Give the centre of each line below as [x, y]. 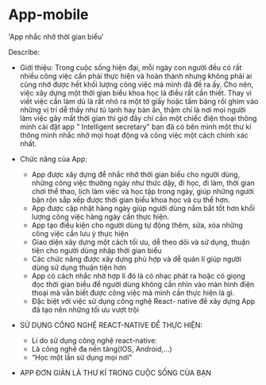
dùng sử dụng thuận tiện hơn [79, 267]
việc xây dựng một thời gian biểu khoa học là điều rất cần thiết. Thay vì [136, 92]
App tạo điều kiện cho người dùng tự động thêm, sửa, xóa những [137, 225]
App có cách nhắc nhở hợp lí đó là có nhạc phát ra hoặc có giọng [139, 275]
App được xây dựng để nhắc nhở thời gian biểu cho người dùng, [136, 174]
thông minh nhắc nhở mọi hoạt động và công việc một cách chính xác [134, 135]
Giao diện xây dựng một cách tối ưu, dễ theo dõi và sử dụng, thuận [141, 242]
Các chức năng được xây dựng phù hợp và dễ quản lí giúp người [137, 259]
